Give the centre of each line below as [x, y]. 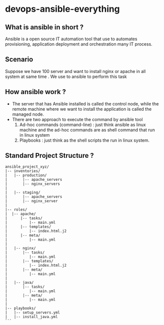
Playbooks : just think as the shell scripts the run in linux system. [84, 140]
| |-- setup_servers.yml [33, 313]
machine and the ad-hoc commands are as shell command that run [87, 130]
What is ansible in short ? [45, 27]
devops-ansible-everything [62, 9]
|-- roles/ [16, 210]
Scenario [19, 60]
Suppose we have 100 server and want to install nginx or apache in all [75, 71]
